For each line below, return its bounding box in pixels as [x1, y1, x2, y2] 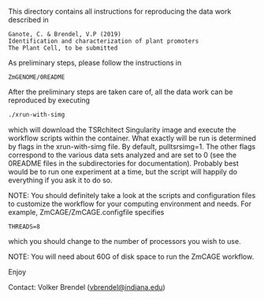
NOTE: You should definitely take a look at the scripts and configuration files [8, 190, 256, 200]
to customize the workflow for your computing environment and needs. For [8, 199, 252, 208]
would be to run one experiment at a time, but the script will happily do [8, 167, 238, 176]
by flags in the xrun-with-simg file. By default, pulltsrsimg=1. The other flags [8, 141, 256, 151]
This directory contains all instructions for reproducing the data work [8, 7, 232, 16]
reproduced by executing [8, 96, 91, 105]
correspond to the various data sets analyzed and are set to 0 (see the [8, 150, 237, 159]
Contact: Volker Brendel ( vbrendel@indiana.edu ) [8, 282, 165, 291]
